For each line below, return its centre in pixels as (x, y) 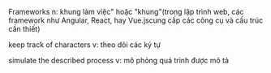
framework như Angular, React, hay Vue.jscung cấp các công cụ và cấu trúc (136, 20)
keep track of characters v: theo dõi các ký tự (84, 45)
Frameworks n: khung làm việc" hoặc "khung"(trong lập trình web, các (126, 12)
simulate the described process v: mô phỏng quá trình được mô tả (119, 60)
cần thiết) (24, 29)
